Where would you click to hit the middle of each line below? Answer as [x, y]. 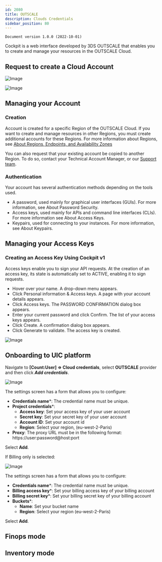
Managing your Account [43, 104]
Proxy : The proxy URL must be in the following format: [67, 432]
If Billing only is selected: [30, 457]
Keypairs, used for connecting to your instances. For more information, [83, 223]
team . [11, 164]
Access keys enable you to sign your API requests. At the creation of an [77, 268]
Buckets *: [23, 501]
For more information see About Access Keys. [58, 218]
